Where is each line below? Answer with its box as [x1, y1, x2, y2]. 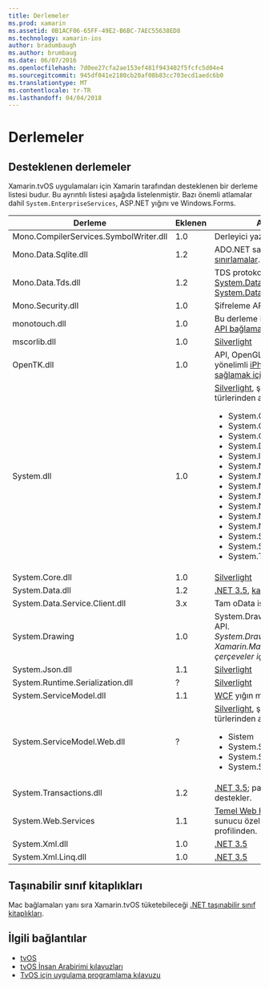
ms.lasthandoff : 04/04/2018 [8, 94, 102, 102]
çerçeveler [214, 651, 255, 662]
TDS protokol [214, 267, 264, 278]
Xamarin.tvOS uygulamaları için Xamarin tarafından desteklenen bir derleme [8, 181, 259, 191]
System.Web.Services [12, 816, 95, 827]
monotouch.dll [12, 318, 66, 330]
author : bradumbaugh [8, 42, 78, 50]
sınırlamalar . [214, 254, 260, 265]
